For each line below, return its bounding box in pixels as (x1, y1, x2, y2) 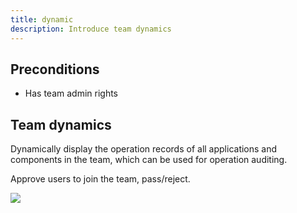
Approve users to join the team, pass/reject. (10, 173, 191, 185)
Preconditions (10, 61, 100, 78)
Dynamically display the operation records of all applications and (10, 143, 278, 155)
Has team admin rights (24, 87, 118, 100)
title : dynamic (10, 14, 74, 25)
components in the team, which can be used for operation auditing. (10, 154, 288, 166)
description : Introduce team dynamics (10, 24, 172, 34)
